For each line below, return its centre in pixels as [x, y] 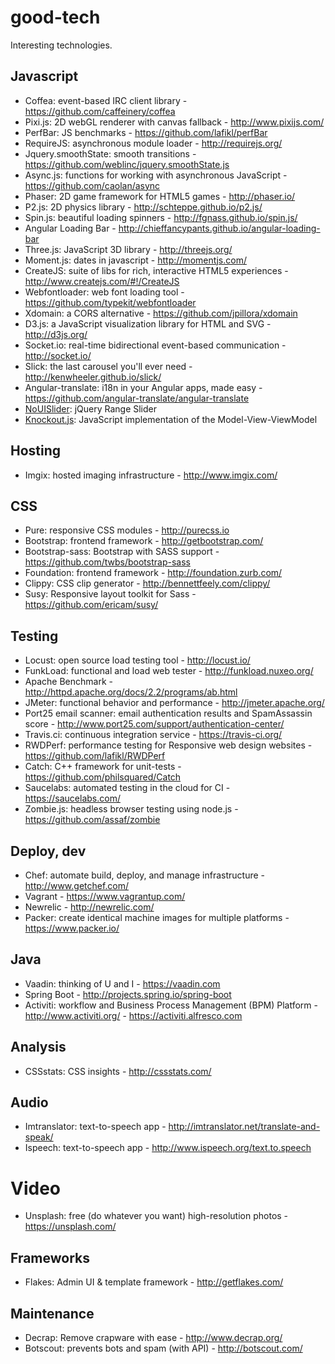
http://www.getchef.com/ [77, 885]
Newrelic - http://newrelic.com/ [89, 907]
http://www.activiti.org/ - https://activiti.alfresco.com [133, 1015]
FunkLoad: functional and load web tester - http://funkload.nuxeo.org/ [169, 671]
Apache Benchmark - [68, 682]
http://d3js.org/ [56, 334]
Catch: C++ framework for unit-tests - [103, 767]
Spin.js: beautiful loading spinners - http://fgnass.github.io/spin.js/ [161, 217]
